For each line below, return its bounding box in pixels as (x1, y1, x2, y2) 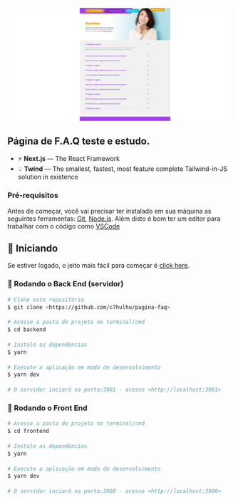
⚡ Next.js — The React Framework (17, 155, 120, 163)
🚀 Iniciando (7, 242, 58, 254)
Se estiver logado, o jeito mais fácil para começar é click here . (7, 261, 190, 270)
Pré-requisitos (7, 190, 58, 200)
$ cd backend (7, 326, 46, 333)
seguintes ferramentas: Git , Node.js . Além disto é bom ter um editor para (7, 214, 221, 223)
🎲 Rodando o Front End (7, 403, 88, 413)
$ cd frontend (7, 428, 50, 435)
